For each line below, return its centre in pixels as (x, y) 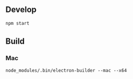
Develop (21, 10)
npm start (18, 23)
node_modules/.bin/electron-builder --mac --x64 (66, 70)
